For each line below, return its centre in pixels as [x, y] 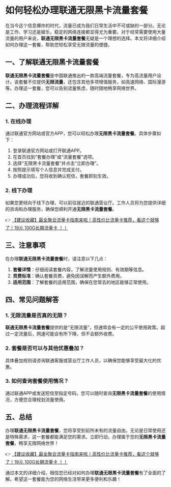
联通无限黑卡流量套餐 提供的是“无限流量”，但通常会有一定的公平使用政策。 [83, 327]
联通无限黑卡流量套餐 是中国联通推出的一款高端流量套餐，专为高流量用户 [81, 75]
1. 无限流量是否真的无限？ [36, 315]
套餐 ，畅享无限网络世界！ [32, 443]
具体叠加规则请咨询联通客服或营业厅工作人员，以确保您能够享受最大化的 [81, 360]
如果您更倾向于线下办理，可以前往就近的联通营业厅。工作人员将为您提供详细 [85, 203]
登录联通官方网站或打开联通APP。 [48, 151]
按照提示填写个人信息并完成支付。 [48, 170]
